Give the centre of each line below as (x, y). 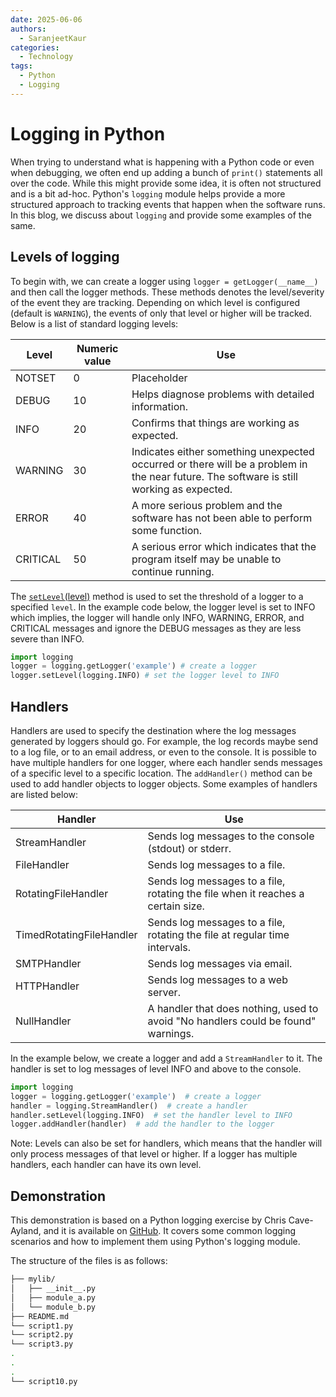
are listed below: (44, 794)
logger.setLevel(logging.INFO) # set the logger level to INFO (145, 676)
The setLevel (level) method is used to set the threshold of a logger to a (157, 596)
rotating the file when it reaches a (226, 893)
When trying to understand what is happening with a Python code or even (162, 162)
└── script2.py (42, 1335)
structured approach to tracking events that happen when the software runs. (168, 204)
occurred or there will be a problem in (219, 464)
